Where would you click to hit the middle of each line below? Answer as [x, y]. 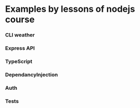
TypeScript [19, 61]
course [20, 19]
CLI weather [20, 35]
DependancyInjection [32, 74]
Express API [20, 48]
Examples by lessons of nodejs [70, 9]
